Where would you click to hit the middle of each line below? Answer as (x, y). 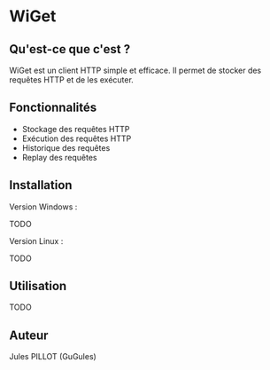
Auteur (29, 335)
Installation (41, 185)
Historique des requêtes (66, 147)
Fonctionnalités (53, 108)
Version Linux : (36, 240)
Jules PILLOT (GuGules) (53, 357)
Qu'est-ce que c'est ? (70, 49)
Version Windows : (43, 207)
